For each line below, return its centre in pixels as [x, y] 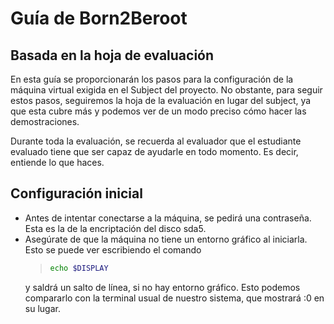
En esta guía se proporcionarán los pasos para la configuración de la [152, 79]
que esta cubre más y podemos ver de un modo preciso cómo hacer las [158, 111]
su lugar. [42, 308]
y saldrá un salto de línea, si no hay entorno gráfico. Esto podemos [162, 287]
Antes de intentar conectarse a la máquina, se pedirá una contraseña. [168, 218]
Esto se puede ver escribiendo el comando [113, 249]
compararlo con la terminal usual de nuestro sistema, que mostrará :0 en [174, 298]
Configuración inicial [76, 193]
